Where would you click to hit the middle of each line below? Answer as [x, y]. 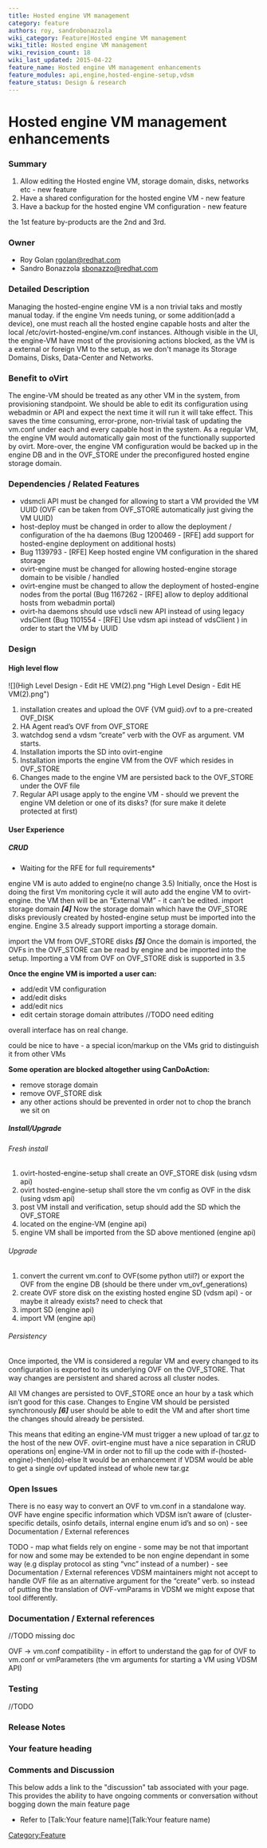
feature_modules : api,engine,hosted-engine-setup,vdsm [101, 75]
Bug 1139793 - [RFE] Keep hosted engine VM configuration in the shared [139, 552]
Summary [28, 164]
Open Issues [33, 1488]
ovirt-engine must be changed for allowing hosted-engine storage [128, 569]
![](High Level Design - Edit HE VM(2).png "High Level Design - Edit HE [125, 686]
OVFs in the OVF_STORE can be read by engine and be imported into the [128, 949]
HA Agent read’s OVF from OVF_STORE [84, 727]
